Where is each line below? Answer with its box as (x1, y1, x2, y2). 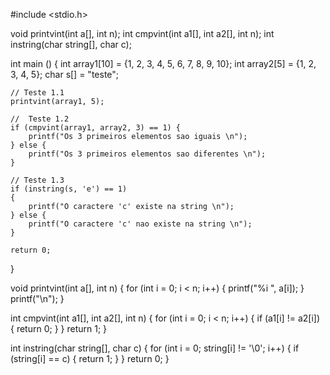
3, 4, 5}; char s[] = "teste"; (10, 69, 120, 80)
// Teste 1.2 (10, 114, 70, 124)
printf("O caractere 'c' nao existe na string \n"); (28, 219, 253, 229)
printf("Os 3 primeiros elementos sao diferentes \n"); (28, 149, 267, 159)
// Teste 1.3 (10, 175, 65, 185)
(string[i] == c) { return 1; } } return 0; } (10, 353, 170, 364)
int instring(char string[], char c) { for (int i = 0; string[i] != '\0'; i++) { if (10, 342, 300, 354)
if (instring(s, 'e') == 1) (10, 184, 128, 194)
